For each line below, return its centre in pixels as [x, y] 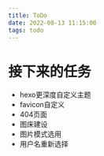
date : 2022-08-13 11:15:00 [52, 23]
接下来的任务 [50, 71]
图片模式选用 [40, 134]
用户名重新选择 [44, 144]
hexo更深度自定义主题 [55, 95]
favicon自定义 [42, 105]
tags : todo [26, 30]
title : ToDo [28, 15]
